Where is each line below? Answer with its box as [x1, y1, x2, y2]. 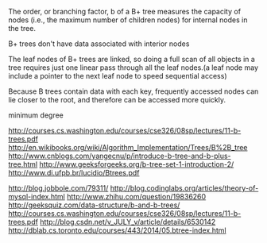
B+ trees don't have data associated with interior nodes [8, 39, 190, 48]
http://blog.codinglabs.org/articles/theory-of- [110, 183, 259, 193]
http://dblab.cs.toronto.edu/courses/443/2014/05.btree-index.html [8, 226, 226, 235]
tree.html [8, 160, 38, 169]
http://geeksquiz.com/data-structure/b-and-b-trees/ [8, 200, 180, 210]
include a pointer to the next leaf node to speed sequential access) [8, 71, 228, 80]
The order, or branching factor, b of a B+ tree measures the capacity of [8, 7, 241, 16]
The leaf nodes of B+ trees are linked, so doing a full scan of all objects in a [8, 55, 256, 64]
